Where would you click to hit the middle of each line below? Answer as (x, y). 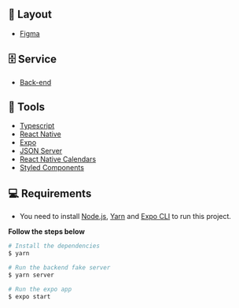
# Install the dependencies (54, 246)
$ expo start (29, 296)
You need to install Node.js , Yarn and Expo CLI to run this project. (125, 217)
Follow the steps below (46, 232)
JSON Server (41, 151)
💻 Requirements (50, 193)
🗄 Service (33, 59)
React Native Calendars (58, 159)
